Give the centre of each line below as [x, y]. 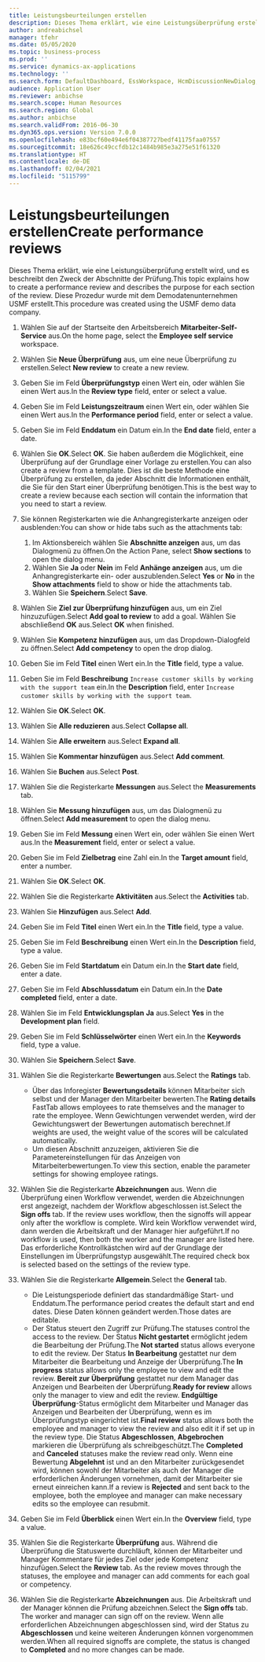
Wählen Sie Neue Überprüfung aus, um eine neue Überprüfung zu [128, 359]
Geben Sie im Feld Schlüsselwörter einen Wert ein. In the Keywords [131, 1036]
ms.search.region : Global [51, 111]
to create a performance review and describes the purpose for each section [132, 287]
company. [25, 312]
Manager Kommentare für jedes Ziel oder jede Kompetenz [114, 1559]
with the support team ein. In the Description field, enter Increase [127, 687]
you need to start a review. [63, 503]
